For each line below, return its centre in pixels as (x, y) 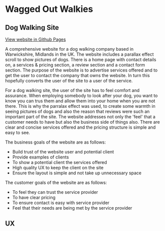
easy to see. (18, 132)
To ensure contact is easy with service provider (61, 203)
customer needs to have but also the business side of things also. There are (82, 122)
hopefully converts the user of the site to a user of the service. (69, 81)
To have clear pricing (34, 197)
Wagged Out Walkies (49, 9)
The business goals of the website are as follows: (55, 142)
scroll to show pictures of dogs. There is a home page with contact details (81, 60)
